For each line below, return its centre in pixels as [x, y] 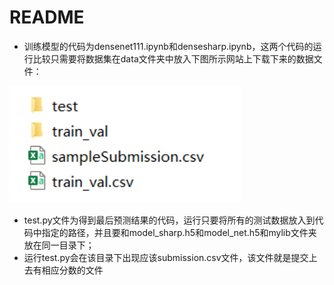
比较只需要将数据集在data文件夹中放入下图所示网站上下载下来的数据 [173, 58]
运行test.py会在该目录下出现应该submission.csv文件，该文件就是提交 [166, 258]
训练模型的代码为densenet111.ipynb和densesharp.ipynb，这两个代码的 [168, 46]
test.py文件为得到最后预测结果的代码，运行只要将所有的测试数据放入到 [169, 220]
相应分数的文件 [72, 270]
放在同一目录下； [59, 245]
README [47, 17]
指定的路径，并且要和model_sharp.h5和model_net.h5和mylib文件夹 [179, 233]
